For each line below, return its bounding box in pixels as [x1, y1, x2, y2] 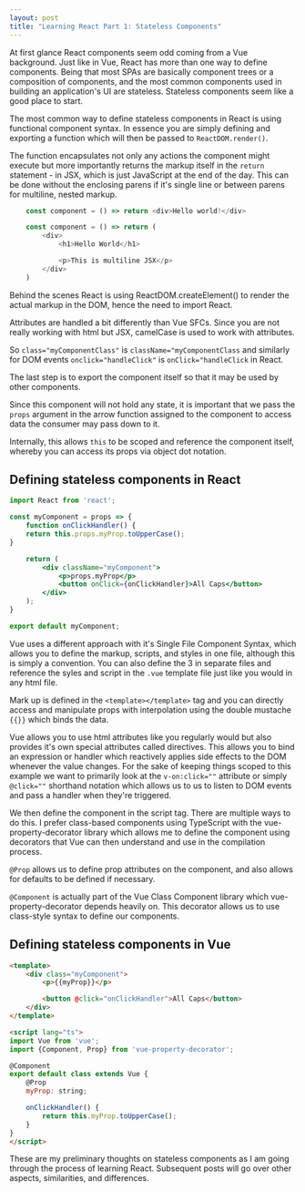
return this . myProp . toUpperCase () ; [42, 1111, 178, 1121]
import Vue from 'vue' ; [9, 1036, 100, 1045]
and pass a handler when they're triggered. [9, 789, 172, 800]
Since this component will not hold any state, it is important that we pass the [9, 398, 296, 410]
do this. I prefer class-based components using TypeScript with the [9, 817, 262, 827]
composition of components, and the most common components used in [9, 76, 282, 87]
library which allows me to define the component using [84, 827, 290, 837]
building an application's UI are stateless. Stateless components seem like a [9, 86, 294, 97]
